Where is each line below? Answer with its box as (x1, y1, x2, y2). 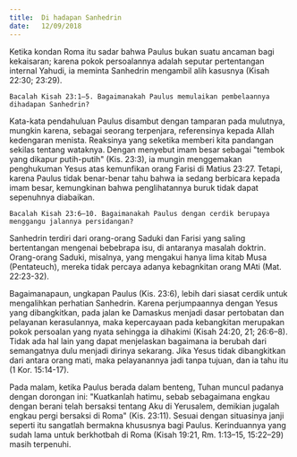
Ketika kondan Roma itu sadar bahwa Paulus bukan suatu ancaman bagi (9, 46, 275, 56)
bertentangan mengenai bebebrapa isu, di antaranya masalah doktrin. (9, 242, 267, 253)
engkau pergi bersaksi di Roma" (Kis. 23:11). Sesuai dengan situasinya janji (9, 410, 284, 421)
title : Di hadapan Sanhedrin (9, 13, 123, 22)
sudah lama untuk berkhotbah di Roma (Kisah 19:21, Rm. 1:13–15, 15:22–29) (9, 429, 284, 440)
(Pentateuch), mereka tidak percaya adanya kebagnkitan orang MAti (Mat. (9, 261, 282, 272)
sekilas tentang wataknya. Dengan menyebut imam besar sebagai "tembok (9, 144, 285, 155)
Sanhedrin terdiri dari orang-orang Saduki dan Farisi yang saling (9, 232, 246, 243)
